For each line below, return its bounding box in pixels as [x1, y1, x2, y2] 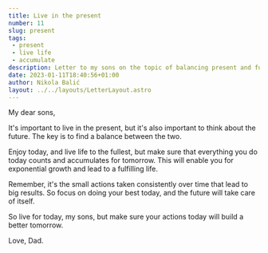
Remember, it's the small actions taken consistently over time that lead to [8, 180, 249, 189]
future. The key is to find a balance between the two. [8, 132, 182, 141]
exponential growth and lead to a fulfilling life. [8, 164, 158, 174]
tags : [8, 34, 26, 42]
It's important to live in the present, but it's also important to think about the [8, 123, 257, 132]
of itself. [8, 196, 35, 206]
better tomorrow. [8, 220, 64, 230]
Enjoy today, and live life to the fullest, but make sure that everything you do [8, 147, 258, 156]
